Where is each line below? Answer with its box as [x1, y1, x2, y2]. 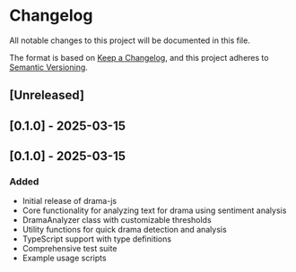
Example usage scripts [22, 252, 107, 264]
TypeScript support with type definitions [22, 234, 172, 244]
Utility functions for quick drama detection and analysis [22, 225, 227, 235]
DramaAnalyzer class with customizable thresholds [22, 215, 213, 225]
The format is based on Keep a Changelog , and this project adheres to [9, 52, 269, 63]
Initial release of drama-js [22, 196, 118, 207]
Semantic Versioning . [9, 62, 88, 72]
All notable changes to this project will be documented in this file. [9, 35, 251, 46]
